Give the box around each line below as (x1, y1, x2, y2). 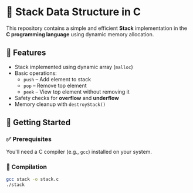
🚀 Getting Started (6, 118, 71, 127)
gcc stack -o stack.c (6, 176, 59, 182)
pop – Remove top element (23, 82, 87, 89)
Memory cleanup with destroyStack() (14, 101, 106, 108)
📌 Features (6, 48, 46, 58)
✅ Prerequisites (6, 135, 52, 143)
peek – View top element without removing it (23, 88, 130, 95)
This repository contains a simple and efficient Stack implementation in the (6, 25, 188, 32)
